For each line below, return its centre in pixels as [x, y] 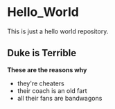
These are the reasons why [47, 69]
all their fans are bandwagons [60, 98]
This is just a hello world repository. [58, 31]
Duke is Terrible [42, 53]
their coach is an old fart [52, 90]
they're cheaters [41, 83]
